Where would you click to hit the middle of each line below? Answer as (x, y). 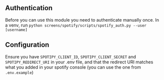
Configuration (27, 45)
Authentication (29, 8)
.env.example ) (19, 72)
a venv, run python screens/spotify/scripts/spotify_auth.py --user (76, 25)
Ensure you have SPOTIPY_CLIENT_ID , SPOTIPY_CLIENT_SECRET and (71, 56)
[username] (16, 30)
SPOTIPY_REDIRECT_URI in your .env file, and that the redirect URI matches (79, 62)
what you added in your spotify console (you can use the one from (73, 67)
